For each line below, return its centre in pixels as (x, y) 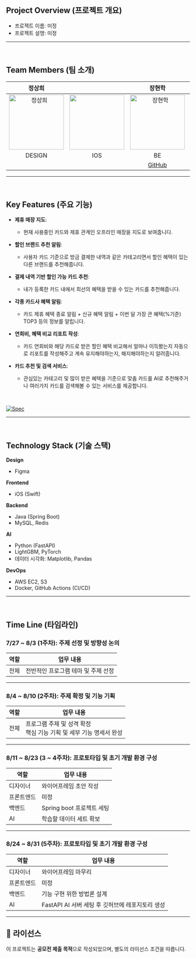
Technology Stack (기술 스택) (59, 446)
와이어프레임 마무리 (67, 872)
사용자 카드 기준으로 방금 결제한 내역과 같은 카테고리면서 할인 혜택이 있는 (106, 257)
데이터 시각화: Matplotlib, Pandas (53, 559)
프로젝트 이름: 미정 (36, 26)
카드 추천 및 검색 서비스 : (41, 366)
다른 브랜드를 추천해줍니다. (54, 265)
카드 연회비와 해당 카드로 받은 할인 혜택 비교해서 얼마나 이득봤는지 (98, 346)
